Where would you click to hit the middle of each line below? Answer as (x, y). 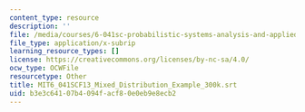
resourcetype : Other (49, 77)
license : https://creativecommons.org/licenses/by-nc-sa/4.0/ (129, 60)
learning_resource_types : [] (64, 51)
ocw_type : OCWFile (44, 69)
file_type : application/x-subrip (73, 43)
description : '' (40, 26)
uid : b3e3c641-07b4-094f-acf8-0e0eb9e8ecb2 (93, 93)
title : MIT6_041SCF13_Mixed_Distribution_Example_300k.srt (123, 85)
